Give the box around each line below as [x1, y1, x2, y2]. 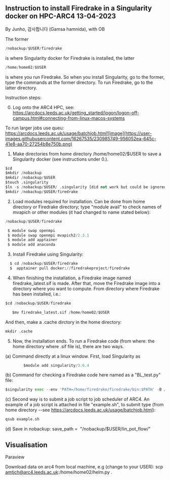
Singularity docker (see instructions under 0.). [12, 156, 109, 162]
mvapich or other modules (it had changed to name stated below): [12, 209, 151, 215]
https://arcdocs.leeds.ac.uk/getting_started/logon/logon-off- [12, 110, 140, 116]
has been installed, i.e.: [12, 291, 61, 297]
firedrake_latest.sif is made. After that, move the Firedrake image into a [12, 280, 160, 286]
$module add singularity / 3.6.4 [23, 363, 90, 368]
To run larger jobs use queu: [5, 125, 64, 131]
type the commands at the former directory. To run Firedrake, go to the [5, 79, 153, 85]
